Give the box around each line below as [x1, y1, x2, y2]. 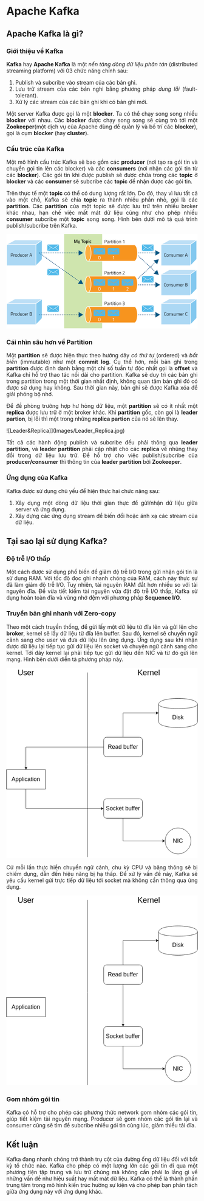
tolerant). [15, 91, 38, 99]
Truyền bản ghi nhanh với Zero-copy [6, 609, 117, 618]
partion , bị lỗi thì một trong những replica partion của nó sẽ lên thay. [6, 415, 179, 422]
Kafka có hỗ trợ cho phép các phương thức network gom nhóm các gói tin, [6, 1109, 198, 1116]
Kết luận [6, 1140, 38, 1150]
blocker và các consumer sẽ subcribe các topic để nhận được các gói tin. [6, 178, 193, 185]
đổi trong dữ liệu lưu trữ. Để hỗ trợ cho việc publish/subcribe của [6, 452, 198, 459]
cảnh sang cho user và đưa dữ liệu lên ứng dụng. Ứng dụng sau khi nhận [6, 636, 198, 643]
